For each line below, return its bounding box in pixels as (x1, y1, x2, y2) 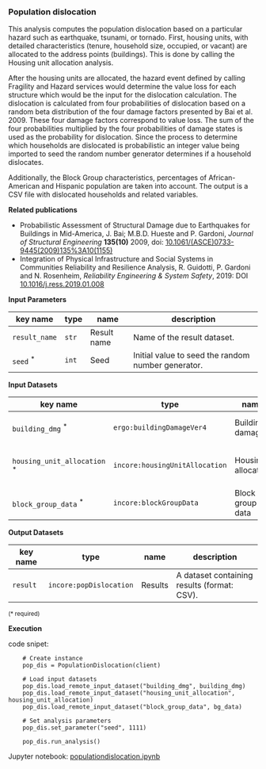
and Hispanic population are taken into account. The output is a (41, 182, 249, 191)
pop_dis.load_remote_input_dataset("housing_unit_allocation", (22, 689, 236, 698)
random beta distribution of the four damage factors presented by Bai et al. (8, 107, 253, 117)
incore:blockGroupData (113, 499, 199, 507)
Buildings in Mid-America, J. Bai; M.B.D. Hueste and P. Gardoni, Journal (19, 229, 253, 239)
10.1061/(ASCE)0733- (165, 237, 235, 247)
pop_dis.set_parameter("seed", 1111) (22, 724, 147, 732)
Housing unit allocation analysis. (8, 58, 114, 67)
